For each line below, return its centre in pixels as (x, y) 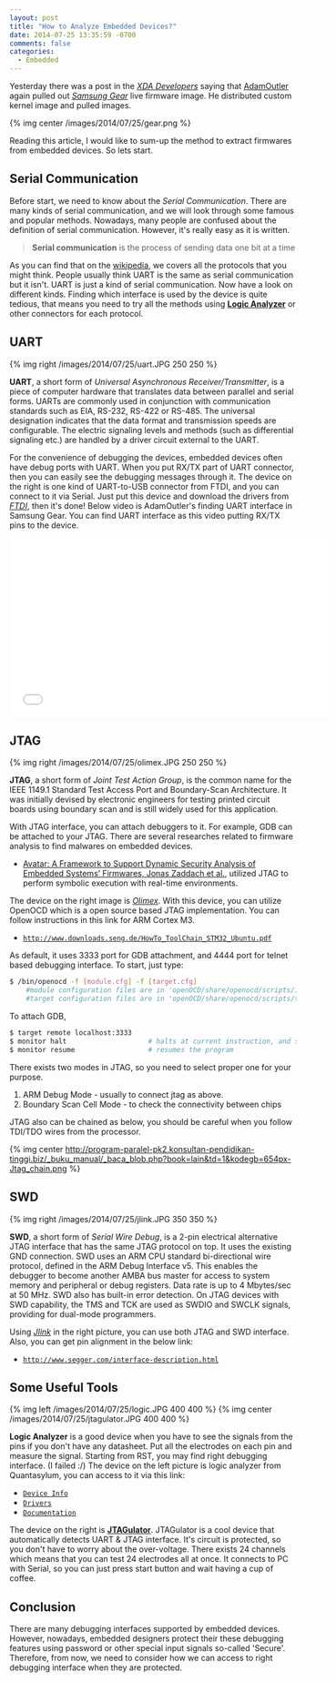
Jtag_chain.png (38, 1168)
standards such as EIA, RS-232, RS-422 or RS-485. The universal (132, 410)
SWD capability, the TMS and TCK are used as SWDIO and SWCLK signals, (150, 1304)
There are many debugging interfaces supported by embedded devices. (145, 1629)
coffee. (23, 1578)
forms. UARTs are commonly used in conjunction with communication (140, 400)
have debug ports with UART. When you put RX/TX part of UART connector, (152, 467)
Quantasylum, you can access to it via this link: (97, 1475)
